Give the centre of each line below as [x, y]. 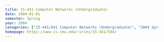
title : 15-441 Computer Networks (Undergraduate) [57, 9]
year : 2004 [16, 23]
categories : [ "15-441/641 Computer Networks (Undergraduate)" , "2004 [77, 28]
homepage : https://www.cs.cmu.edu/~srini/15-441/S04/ [61, 32]
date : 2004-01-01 [23, 14]
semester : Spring [23, 18]
